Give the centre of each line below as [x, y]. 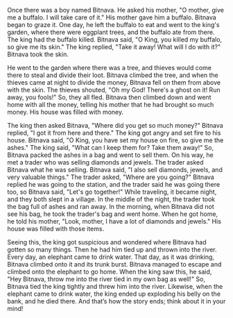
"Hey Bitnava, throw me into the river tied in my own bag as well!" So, [106, 279]
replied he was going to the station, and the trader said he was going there [114, 184]
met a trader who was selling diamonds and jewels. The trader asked [105, 162]
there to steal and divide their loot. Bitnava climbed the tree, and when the [113, 75]
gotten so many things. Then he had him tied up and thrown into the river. [112, 250]
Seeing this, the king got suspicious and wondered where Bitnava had [107, 242]
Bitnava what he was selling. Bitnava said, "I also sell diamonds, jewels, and [115, 170]
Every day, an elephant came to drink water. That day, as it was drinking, [111, 257]
